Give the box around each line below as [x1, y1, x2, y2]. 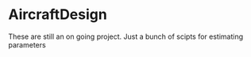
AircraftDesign [8, 6, 107, 24]
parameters [8, 40, 46, 49]
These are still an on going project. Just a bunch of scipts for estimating [8, 32, 244, 41]
